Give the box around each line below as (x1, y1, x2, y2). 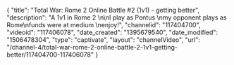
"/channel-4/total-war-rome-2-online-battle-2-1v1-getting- (6, 43, 178, 51)
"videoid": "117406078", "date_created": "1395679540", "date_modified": (6, 28, 218, 36)
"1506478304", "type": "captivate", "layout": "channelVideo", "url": (6, 36, 200, 44)
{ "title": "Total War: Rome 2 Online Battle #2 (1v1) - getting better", (6, 6, 200, 14)
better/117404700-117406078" (6, 50, 94, 59)
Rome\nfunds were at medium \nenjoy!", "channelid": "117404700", (6, 21, 201, 29)
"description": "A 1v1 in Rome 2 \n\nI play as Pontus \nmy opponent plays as (6, 13, 227, 22)
